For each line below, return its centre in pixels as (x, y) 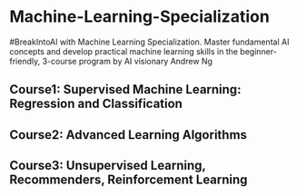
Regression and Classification (96, 104)
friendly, (25, 61)
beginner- (258, 51)
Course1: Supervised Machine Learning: (125, 89)
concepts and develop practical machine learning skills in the (124, 51)
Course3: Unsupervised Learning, (108, 166)
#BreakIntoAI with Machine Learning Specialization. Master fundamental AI (149, 42)
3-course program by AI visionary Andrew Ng (128, 61)
